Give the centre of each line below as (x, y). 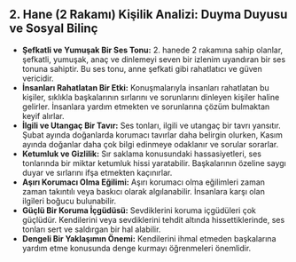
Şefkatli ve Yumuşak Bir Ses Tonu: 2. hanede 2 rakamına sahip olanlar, (152, 50)
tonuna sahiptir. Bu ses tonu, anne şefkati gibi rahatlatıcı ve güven (142, 68)
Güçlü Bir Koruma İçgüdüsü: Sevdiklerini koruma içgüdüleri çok (139, 210)
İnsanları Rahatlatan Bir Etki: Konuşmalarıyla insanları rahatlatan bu (146, 87)
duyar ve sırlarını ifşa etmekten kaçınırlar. (97, 172)
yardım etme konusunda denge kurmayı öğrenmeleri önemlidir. (136, 248)
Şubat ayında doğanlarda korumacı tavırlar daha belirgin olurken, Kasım (152, 135)
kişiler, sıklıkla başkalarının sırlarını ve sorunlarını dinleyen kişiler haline (151, 97)
